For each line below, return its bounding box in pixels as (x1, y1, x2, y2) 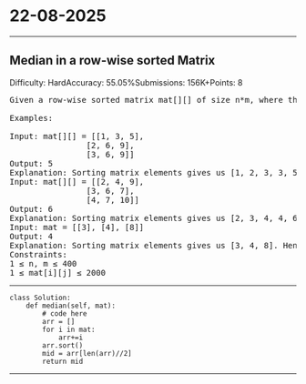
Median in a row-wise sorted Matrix (9, 53, 216, 68)
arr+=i (57, 333, 84, 342)
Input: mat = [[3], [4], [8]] (9, 222, 145, 232)
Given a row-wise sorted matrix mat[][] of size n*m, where (9, 95, 284, 105)
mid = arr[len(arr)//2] (42, 349, 132, 358)
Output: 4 (9, 231, 53, 241)
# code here (42, 308, 88, 318)
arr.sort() (42, 340, 84, 350)
